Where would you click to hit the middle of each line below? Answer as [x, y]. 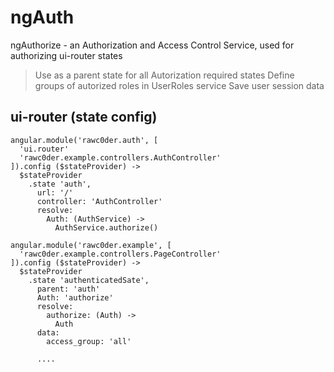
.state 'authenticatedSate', [89, 280]
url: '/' [55, 192]
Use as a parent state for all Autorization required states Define [164, 75]
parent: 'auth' [68, 289]
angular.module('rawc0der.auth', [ [84, 140]
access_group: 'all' [89, 341]
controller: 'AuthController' [99, 201]
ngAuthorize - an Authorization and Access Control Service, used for [152, 45]
